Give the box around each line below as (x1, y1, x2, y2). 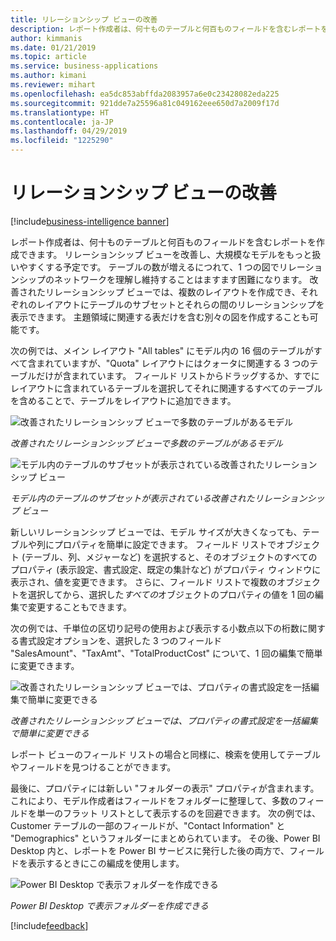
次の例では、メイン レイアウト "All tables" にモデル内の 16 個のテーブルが (10, 344, 314, 356)
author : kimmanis (10, 33, 83, 43)
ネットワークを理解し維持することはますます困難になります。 (53, 273, 308, 285)
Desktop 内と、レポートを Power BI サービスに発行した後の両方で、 (10, 844, 290, 856)
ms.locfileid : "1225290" (10, 136, 114, 146)
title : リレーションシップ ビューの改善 (10, 14, 158, 25)
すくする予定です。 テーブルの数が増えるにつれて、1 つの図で (27, 261, 280, 273)
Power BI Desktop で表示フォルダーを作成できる (10, 899, 209, 911)
